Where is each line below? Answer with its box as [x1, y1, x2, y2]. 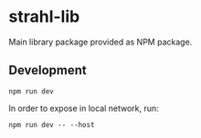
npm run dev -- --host [8, 120, 95, 129]
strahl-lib [8, 6, 80, 27]
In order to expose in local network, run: [8, 103, 159, 113]
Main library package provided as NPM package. [8, 36, 193, 47]
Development [8, 63, 88, 78]
